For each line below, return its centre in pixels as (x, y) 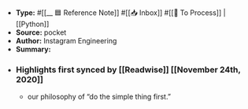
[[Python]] (32, 24)
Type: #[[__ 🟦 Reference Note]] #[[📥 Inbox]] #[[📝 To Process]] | (120, 13)
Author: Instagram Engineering (66, 41)
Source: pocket (41, 32)
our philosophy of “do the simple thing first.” (99, 97)
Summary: (33, 49)
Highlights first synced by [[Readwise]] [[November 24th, (128, 70)
